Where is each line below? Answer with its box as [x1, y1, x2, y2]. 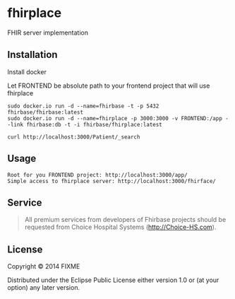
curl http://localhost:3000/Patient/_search [7, 133, 140, 141]
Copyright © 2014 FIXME [7, 262, 80, 271]
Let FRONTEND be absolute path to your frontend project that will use [7, 81, 210, 90]
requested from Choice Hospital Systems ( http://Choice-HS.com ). [24, 223, 217, 231]
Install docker [7, 67, 47, 76]
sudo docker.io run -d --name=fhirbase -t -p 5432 [7, 102, 159, 110]
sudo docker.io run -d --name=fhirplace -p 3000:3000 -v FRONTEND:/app [7, 115, 222, 122]
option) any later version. [7, 283, 80, 292]
